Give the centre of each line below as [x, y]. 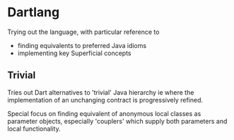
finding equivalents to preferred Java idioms [82, 45]
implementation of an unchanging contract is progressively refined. [105, 100]
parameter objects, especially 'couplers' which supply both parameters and [117, 121]
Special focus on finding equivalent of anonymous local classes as [104, 113]
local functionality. [34, 129]
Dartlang [34, 12]
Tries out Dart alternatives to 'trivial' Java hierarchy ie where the [101, 92]
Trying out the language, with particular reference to [83, 32]
